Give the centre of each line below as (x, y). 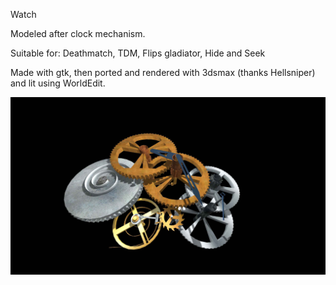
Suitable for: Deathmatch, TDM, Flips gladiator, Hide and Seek (138, 53)
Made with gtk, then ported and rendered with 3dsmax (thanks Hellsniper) (163, 72)
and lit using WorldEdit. (58, 83)
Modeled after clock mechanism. (78, 33)
